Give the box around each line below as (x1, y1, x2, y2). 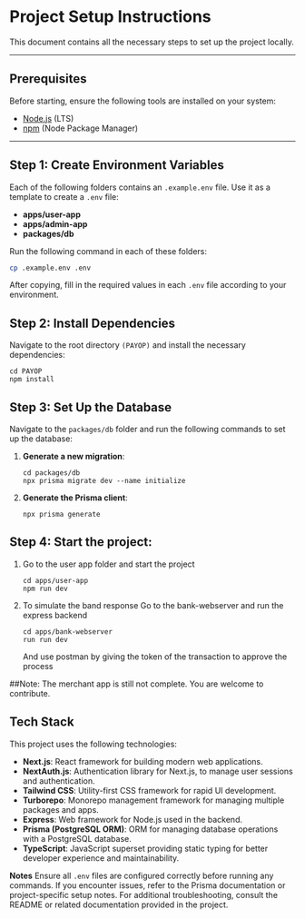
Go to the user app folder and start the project (22, 558, 195, 569)
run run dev (22, 635, 68, 644)
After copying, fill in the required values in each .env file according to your (9, 280, 287, 291)
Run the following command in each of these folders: (9, 245, 207, 256)
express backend (22, 609, 88, 620)
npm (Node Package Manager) (22, 123, 139, 133)
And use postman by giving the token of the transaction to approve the (22, 651, 288, 662)
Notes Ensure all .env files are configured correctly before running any (9, 870, 274, 881)
